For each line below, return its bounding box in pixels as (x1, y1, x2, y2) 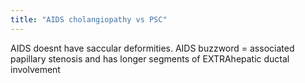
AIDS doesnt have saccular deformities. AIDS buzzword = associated (10, 42, 295, 54)
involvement (10, 63, 61, 75)
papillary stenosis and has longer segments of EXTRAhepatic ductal (10, 52, 290, 65)
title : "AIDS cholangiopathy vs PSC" (10, 14, 168, 25)
